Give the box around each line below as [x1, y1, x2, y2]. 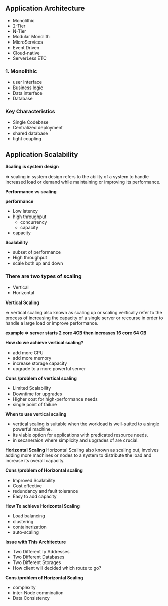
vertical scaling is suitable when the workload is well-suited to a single [12, 421, 160, 427]
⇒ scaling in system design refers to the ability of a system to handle [5, 174, 149, 180]
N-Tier [12, 28, 26, 34]
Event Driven [12, 44, 39, 50]
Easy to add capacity [12, 493, 57, 499]
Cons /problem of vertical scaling [5, 375, 77, 381]
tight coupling [12, 136, 42, 142]
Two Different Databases [12, 554, 65, 560]
